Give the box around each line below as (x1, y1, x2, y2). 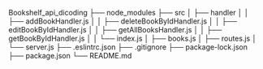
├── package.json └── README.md (8, 51, 132, 60)
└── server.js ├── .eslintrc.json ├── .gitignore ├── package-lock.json (8, 42, 248, 52)
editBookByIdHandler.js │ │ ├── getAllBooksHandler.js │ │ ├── (8, 25, 222, 34)
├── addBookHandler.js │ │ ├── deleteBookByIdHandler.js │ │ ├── (8, 16, 238, 26)
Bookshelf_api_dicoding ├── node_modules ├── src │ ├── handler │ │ (8, 8, 249, 17)
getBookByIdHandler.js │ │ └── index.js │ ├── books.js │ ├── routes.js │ (8, 33, 257, 43)
